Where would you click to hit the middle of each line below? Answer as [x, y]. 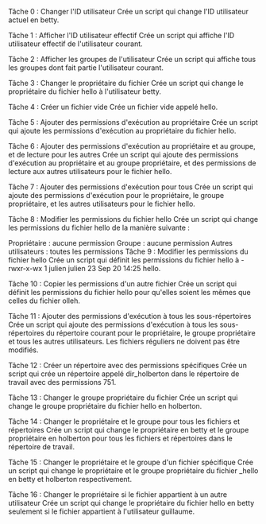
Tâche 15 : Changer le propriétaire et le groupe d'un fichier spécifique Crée [131, 462]
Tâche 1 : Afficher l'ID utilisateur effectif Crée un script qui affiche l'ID [121, 35]
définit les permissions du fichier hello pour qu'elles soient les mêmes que [130, 292]
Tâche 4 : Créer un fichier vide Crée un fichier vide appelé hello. [113, 107]
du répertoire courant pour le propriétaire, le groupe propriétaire [151, 333]
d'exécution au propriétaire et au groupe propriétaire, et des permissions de [132, 163]
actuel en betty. [34, 20]
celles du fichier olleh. [44, 301]
